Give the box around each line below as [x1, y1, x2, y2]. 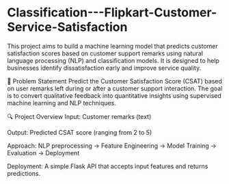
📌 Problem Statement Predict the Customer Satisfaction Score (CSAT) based [7, 77, 222, 85]
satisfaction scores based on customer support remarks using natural [7, 49, 204, 57]
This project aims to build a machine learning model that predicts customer [7, 42, 218, 50]
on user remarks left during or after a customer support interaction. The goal [7, 84, 223, 92]
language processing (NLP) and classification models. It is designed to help [7, 56, 220, 64]
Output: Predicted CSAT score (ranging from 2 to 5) [7, 128, 152, 136]
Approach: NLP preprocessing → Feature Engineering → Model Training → [7, 142, 217, 150]
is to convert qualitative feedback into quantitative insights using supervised [7, 91, 222, 100]
